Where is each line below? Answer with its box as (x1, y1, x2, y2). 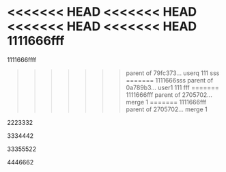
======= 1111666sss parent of (126, 76, 214, 84)
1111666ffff (7, 55, 36, 63)
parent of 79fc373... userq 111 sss (126, 69, 220, 77)
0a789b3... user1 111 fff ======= (126, 83, 220, 91)
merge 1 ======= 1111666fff (126, 98, 207, 106)
